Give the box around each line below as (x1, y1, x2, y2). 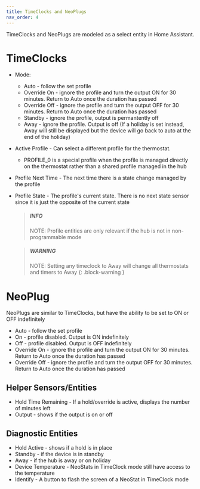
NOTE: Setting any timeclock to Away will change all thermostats (29, 262, 189, 270)
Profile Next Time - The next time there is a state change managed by (14, 174, 187, 182)
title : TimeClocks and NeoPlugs (6, 8, 87, 15)
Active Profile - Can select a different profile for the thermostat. (14, 145, 171, 152)
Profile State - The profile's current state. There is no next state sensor (14, 192, 189, 200)
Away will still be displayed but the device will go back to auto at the (23, 127, 191, 134)
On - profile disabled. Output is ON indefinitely (14, 333, 130, 341)
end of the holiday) (23, 134, 70, 141)
